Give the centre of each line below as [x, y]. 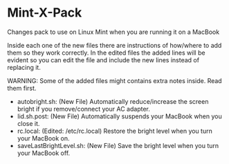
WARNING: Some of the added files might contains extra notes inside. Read [115, 80]
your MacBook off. [44, 153]
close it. [28, 123]
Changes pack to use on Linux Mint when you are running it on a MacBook [113, 32]
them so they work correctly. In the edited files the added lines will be [106, 53]
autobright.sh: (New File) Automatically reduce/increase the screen [113, 101]
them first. [22, 88]
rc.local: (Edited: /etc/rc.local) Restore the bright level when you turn [114, 131]
